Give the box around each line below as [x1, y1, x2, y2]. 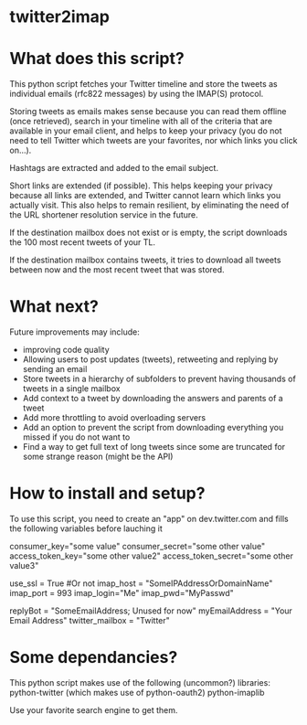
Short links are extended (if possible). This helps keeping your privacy [9, 180, 273, 191]
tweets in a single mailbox [22, 383, 121, 394]
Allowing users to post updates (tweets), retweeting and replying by [22, 354, 279, 365]
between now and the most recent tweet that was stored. [9, 264, 226, 275]
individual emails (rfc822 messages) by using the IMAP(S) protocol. [9, 89, 264, 100]
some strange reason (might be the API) [22, 451, 174, 463]
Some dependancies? [9, 647, 178, 668]
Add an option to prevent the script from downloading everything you [22, 422, 284, 433]
